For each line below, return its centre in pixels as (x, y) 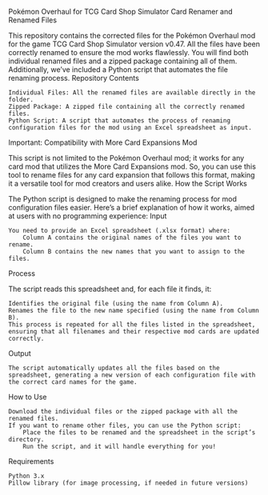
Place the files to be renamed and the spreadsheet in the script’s (139, 433)
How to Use (28, 397)
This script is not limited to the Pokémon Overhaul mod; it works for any (126, 158)
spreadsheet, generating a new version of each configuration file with (132, 375)
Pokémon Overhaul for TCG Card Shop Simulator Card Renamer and (121, 12)
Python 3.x (26, 476)
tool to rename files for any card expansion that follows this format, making (132, 175)
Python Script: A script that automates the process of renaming (119, 121)
